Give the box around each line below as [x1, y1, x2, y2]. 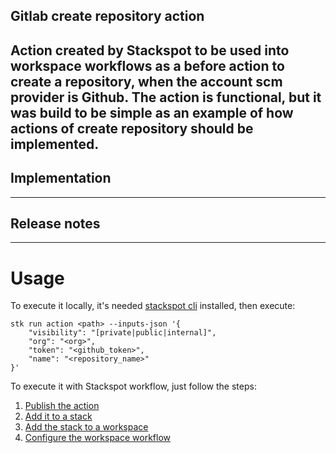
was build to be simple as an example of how [10, 104, 294, 121]
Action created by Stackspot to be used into [10, 42, 290, 59]
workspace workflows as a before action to [10, 57, 285, 74]
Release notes [10, 215, 101, 232]
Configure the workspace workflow [24, 432, 171, 444]
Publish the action [24, 400, 100, 412]
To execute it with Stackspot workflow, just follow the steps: [10, 380, 257, 393]
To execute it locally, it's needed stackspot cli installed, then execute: [10, 300, 296, 312]
